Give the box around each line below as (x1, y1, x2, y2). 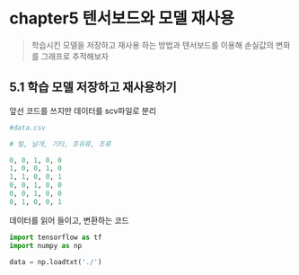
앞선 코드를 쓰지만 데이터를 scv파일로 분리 (9, 105, 157, 116)
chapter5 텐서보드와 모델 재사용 (9, 8, 235, 29)
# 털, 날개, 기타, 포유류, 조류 (9, 139, 111, 148)
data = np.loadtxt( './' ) (9, 257, 102, 266)
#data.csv (9, 123, 47, 132)
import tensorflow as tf (9, 233, 102, 242)
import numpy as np (9, 241, 83, 250)
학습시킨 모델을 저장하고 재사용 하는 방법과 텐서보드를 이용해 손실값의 (31, 40, 274, 50)
